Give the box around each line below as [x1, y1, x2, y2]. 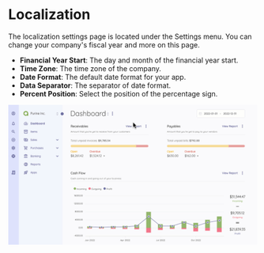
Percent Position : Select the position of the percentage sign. [19, 89, 218, 98]
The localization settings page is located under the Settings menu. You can [8, 32, 252, 41]
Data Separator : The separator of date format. [19, 81, 172, 90]
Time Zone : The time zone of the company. [19, 63, 162, 73]
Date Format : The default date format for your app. [19, 72, 187, 81]
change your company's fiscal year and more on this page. [8, 40, 200, 49]
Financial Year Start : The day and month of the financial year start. [19, 55, 239, 65]
